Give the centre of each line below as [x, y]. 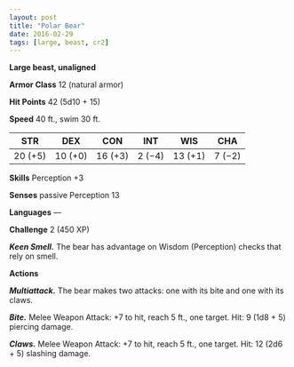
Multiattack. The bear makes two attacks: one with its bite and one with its [147, 291]
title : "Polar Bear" [48, 26]
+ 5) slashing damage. [50, 354]
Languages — [36, 212]
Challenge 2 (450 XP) [50, 230]
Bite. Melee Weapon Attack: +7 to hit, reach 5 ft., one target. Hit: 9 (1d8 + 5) [147, 317]
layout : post [33, 17]
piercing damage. [41, 327]
